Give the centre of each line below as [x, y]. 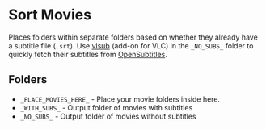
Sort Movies [50, 15]
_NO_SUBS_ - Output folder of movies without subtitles [108, 116]
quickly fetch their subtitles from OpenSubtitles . [88, 54]
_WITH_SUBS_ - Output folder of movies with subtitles [106, 107]
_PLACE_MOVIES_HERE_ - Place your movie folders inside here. [120, 99]
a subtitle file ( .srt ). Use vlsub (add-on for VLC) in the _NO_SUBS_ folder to [131, 45]
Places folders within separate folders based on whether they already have [133, 37]
